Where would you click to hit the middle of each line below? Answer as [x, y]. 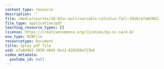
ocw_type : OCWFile [24, 37]
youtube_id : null [27, 59]
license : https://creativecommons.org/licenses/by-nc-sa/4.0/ [70, 32]
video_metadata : [21, 55]
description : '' [21, 14]
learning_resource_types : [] [35, 28]
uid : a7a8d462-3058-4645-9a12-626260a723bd [50, 50]
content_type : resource [29, 9]
